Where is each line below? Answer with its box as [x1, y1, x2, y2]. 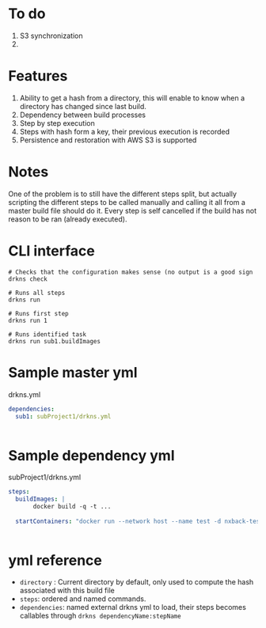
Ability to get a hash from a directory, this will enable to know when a [19, 93, 245, 103]
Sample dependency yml [8, 446, 175, 464]
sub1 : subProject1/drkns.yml [15, 412, 112, 420]
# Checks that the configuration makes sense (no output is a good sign [8, 268, 253, 276]
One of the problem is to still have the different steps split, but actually [8, 189, 237, 199]
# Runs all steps [8, 289, 66, 297]
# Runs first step [8, 309, 69, 317]
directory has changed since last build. [19, 101, 146, 111]
